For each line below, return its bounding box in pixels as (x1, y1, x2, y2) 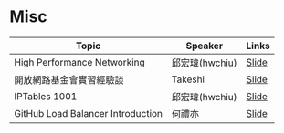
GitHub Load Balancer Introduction (14, 107, 163, 119)
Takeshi (171, 73, 205, 86)
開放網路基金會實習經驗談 (14, 73, 125, 86)
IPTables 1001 (14, 89, 78, 102)
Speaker (185, 39, 224, 52)
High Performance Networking (14, 56, 146, 68)
